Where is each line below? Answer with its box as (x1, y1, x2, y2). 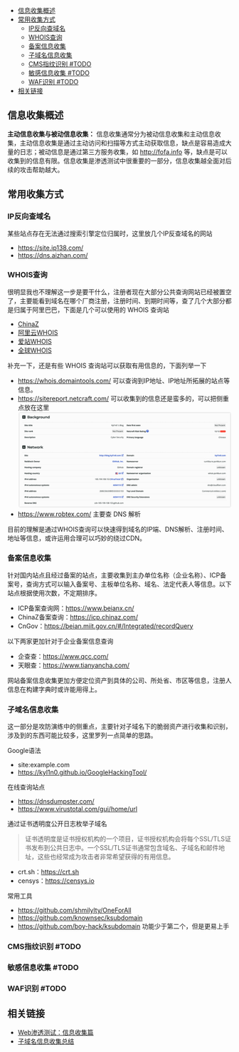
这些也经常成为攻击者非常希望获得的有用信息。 (37, 852, 175, 861)
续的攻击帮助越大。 (7, 165, 64, 173)
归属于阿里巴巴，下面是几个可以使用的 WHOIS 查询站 (13, 305, 169, 314)
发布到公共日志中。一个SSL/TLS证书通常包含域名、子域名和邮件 (31, 844, 219, 852)
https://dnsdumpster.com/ (17, 797, 95, 806)
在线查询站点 (7, 783, 45, 791)
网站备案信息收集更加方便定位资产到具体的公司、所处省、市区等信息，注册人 (7, 676, 232, 684)
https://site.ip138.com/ (17, 243, 84, 252)
